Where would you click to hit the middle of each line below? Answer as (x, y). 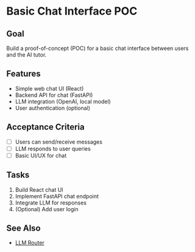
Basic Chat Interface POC (72, 11)
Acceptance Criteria (45, 127)
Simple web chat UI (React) (49, 88)
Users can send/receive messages (58, 142)
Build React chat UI (39, 189)
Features (23, 74)
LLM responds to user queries (53, 149)
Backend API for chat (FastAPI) (54, 95)
